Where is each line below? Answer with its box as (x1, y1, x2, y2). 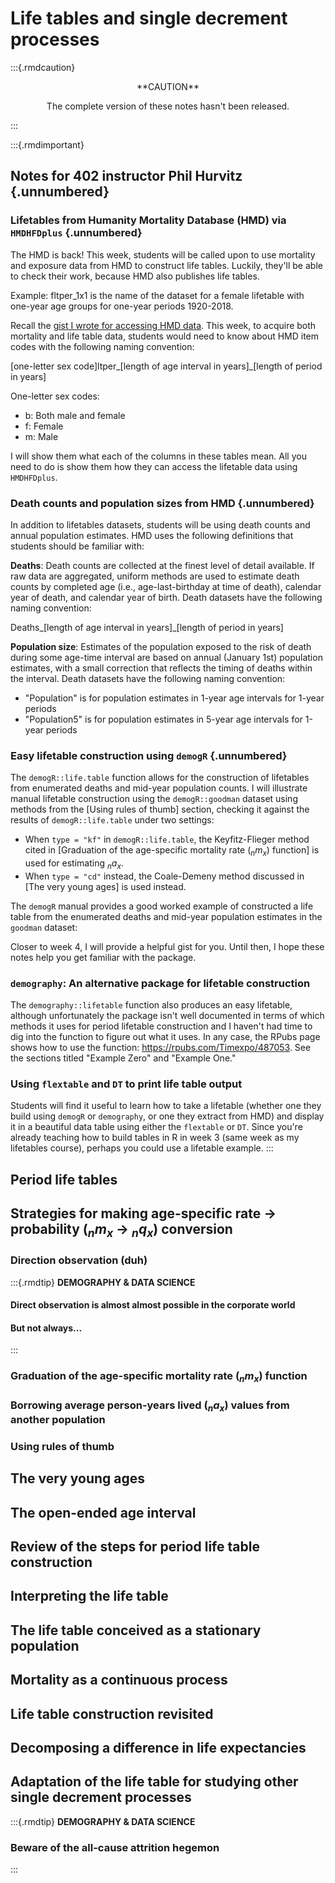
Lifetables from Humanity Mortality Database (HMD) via (10, 213, 287, 227)
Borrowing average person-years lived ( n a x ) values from (10, 1398, 290, 1414)
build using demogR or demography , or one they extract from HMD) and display (10, 1110, 325, 1122)
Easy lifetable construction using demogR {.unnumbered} (10, 748, 288, 762)
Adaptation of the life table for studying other (10, 1773, 299, 1791)
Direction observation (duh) (10, 1253, 148, 1267)
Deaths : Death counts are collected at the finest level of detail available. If (10, 559, 315, 571)
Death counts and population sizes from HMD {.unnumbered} (10, 496, 315, 510)
